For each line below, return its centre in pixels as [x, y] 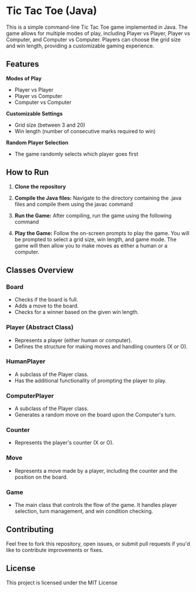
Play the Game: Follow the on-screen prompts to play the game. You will [102, 233]
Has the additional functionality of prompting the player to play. [90, 380]
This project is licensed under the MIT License [62, 583]
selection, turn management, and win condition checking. [84, 511]
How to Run [27, 172]
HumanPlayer [26, 361]
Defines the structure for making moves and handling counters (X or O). [101, 346]
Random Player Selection [37, 143]
